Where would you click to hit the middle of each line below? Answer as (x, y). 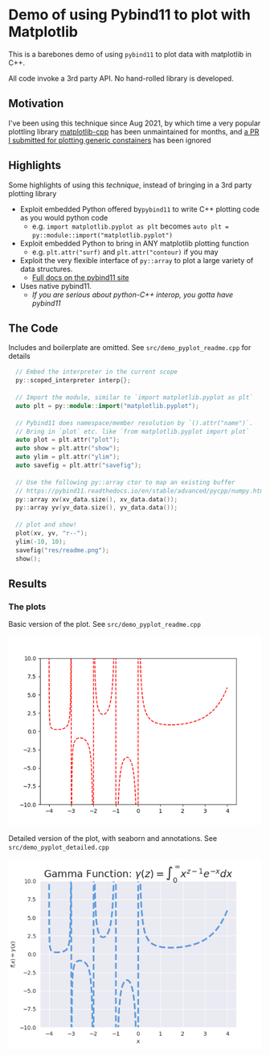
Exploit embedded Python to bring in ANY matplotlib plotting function (134, 243)
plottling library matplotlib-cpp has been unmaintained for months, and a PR (134, 131)
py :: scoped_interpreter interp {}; (73, 381)
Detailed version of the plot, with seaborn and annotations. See (113, 839)
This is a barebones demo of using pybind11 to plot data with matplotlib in (130, 54)
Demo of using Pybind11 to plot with (130, 15)
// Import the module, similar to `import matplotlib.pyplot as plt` (134, 398)
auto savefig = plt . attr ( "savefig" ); (79, 465)
